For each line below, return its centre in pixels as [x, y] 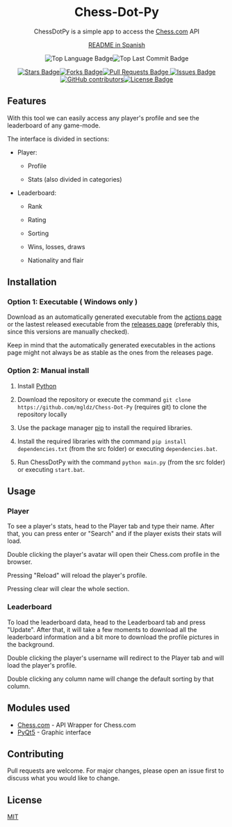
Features [27, 101]
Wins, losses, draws [56, 246]
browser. [20, 562]
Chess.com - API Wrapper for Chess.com [77, 725]
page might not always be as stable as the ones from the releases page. [110, 353]
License [25, 800]
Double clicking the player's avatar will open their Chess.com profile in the [114, 555]
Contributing [35, 754]
